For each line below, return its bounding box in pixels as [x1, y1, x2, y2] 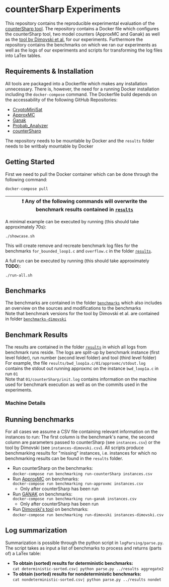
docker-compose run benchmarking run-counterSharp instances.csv [12, 471, 152, 476]
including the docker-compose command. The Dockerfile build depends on [5, 91, 157, 97]
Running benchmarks [5, 415, 74, 424]
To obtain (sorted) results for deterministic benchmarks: [12, 560, 133, 566]
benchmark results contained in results [36, 206, 133, 213]
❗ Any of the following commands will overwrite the [22, 198, 147, 205]
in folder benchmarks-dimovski [5, 316, 67, 322]
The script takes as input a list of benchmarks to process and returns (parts [5, 545, 162, 551]
